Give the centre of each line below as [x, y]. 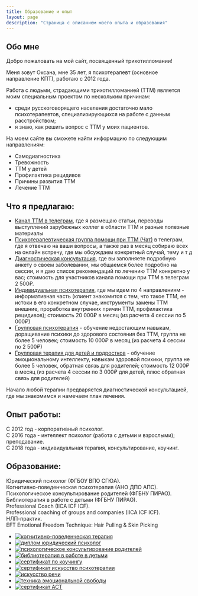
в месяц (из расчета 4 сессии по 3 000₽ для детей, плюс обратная [100, 372]
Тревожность [32, 162]
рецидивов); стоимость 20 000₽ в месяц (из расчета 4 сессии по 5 [100, 315]
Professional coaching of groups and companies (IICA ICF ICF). [83, 512]
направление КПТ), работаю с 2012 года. [58, 79]
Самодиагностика [38, 156]
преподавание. [25, 441]
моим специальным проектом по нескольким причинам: [78, 97]
